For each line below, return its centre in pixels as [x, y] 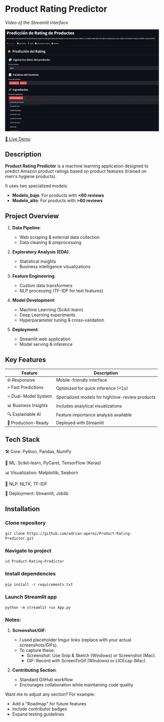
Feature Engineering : [34, 276]
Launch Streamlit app [31, 597]
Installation [22, 509]
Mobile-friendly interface [82, 380]
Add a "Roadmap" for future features [49, 704]
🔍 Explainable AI [24, 414]
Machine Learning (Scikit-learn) [51, 310]
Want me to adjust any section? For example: [50, 694]
